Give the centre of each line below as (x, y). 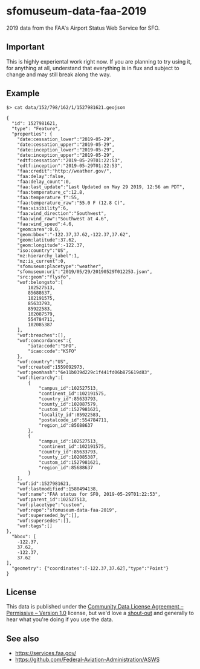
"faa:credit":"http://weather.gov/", (65, 171)
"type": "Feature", (36, 128)
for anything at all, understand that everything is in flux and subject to (93, 68)
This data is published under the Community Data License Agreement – (95, 607)
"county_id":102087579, (68, 404)
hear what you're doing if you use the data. (60, 619)
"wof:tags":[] (35, 526)
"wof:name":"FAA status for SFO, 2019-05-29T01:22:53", (89, 494)
